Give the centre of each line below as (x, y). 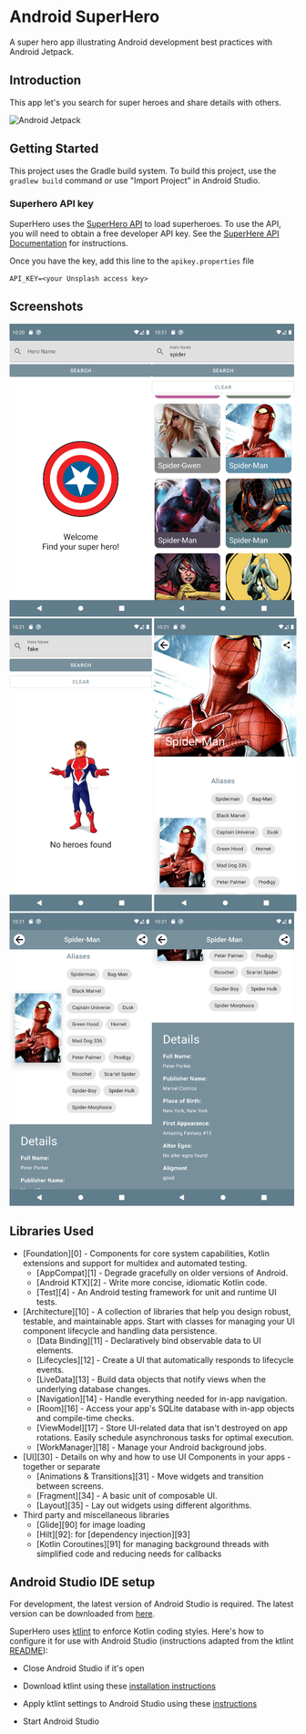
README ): (29, 1651)
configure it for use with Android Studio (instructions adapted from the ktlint (152, 1641)
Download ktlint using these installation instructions (119, 1686)
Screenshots (46, 307)
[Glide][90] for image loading (91, 1524)
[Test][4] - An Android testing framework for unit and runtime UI (156, 1292)
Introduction (46, 81)
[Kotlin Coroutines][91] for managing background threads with (153, 1543)
